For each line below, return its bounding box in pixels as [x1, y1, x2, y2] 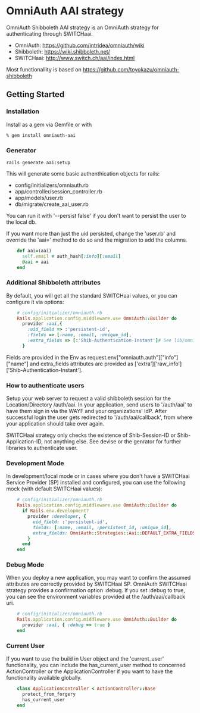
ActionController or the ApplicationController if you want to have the [6, 668, 173, 675]
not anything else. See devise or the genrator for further [43, 438, 182, 445]
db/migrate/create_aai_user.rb [14, 201, 89, 208]
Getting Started [6, 89, 65, 99]
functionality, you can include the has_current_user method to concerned [6, 662, 186, 669]
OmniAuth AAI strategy [6, 4, 124, 18]
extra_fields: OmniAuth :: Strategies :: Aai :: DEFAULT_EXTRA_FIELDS [32, 530, 196, 536]
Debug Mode [6, 561, 45, 569]
